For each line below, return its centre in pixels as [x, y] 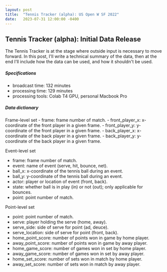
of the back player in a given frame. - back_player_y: [82, 136]
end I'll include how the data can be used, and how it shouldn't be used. [79, 62]
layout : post [19, 10]
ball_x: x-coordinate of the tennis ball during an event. [68, 171]
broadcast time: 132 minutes [41, 86]
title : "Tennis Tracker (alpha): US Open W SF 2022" [62, 14]
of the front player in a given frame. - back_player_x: [82, 131]
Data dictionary [22, 107]
